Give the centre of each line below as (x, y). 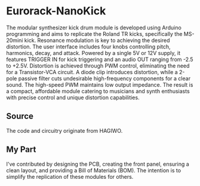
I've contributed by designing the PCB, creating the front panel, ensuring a (98, 164)
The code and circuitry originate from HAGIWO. (64, 130)
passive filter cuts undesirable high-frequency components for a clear (104, 78)
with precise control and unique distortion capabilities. (73, 97)
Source (20, 116)
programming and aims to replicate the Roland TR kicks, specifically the (94, 33)
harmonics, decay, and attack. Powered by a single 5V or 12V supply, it (93, 53)
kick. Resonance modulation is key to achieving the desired (97, 40)
